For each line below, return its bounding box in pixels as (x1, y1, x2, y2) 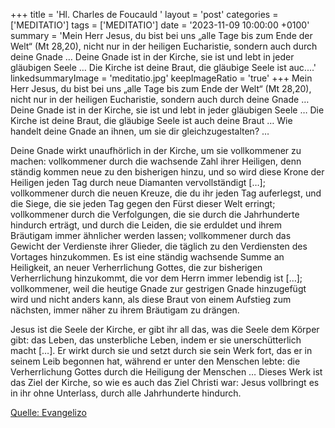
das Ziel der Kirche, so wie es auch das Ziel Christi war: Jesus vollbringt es (10, 377, 320, 388)
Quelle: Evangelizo (10, 407, 87, 418)
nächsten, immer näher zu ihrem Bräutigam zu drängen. (10, 304, 240, 316)
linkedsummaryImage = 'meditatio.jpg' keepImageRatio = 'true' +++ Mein (10, 72, 313, 84)
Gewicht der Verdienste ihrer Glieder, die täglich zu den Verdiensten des (10, 240, 308, 252)
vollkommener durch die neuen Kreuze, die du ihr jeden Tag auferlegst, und (10, 187, 322, 199)
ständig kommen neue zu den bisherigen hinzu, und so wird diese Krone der (10, 166, 325, 178)
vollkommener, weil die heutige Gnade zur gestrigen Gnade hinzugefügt (10, 283, 307, 294)
